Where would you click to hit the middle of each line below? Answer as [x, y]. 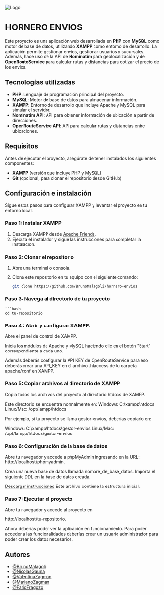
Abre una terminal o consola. [41, 268]
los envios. [16, 67]
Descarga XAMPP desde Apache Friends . [54, 234]
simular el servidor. [31, 110]
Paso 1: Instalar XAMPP [34, 223]
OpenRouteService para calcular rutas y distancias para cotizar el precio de [82, 62]
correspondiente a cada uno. [34, 351]
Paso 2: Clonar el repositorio [40, 257]
